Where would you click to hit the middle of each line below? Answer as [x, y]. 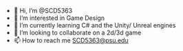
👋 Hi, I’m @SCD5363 [43, 11]
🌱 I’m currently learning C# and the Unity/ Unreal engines [95, 25]
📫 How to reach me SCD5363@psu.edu [71, 40]
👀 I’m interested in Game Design [59, 18]
